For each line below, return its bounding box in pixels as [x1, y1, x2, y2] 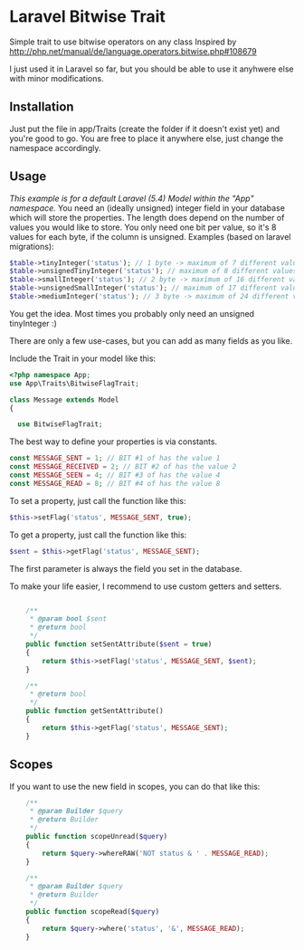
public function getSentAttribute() [25, 707, 165, 716]
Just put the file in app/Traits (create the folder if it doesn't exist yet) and [9, 123, 280, 134]
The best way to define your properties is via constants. [9, 436, 218, 447]
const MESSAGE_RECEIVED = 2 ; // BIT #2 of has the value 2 [9, 462, 237, 471]
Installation [9, 100, 74, 115]
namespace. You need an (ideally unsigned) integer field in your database [9, 202, 285, 214]
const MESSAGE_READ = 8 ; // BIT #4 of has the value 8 [9, 479, 221, 488]
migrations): [9, 241, 54, 252]
